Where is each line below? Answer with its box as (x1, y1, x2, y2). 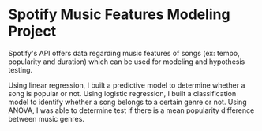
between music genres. (8, 114, 85, 123)
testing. (8, 65, 33, 74)
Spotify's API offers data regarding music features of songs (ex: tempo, (8, 48, 241, 58)
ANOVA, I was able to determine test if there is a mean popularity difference (8, 105, 255, 115)
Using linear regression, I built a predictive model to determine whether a (8, 80, 245, 90)
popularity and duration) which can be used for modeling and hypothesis (8, 57, 245, 66)
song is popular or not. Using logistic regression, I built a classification (8, 88, 237, 98)
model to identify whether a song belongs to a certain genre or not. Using (8, 97, 247, 107)
